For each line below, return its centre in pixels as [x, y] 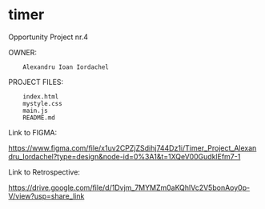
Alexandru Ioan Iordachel [66, 67]
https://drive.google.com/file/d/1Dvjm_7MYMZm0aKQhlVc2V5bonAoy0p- [129, 187]
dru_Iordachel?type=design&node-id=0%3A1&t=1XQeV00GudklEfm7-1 [124, 156]
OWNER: [23, 52]
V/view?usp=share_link [46, 196]
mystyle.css [42, 103]
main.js [35, 111]
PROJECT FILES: [36, 82]
